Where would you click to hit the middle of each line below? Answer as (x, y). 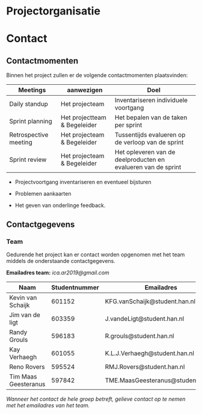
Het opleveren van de (145, 152)
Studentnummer (75, 287)
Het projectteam (84, 117)
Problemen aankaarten (43, 194)
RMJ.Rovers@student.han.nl (145, 366)
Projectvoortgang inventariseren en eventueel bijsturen (83, 182)
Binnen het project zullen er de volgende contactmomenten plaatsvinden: (97, 75)
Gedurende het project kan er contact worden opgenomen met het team (96, 255)
